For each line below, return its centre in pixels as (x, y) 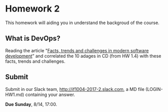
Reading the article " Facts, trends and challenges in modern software (77, 50)
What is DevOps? (33, 38)
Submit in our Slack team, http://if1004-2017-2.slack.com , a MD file (75, 89)
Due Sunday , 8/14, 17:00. (31, 104)
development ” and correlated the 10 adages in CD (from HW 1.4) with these (83, 56)
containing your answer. (50, 94)
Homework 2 (32, 9)
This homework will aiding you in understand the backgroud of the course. (82, 23)
